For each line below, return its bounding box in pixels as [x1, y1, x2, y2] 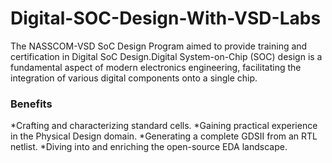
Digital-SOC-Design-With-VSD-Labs [10, 7, 322, 30]
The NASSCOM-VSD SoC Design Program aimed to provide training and [10, 40, 308, 52]
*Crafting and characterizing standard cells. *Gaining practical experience [10, 120, 318, 132]
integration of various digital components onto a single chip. [10, 72, 258, 84]
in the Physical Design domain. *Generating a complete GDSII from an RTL [10, 130, 318, 142]
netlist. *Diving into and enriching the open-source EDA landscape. [10, 141, 288, 153]
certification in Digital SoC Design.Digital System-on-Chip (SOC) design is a [10, 50, 323, 62]
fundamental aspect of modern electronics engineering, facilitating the [10, 61, 302, 73]
